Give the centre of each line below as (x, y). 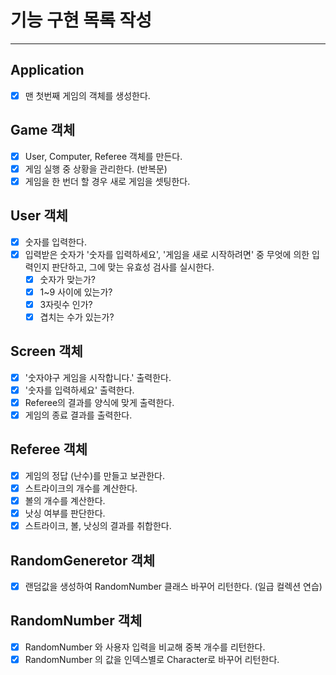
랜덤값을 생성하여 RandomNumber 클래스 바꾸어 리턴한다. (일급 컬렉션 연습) (173, 586)
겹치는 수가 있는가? (77, 317)
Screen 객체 (46, 351)
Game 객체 (43, 130)
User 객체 (39, 216)
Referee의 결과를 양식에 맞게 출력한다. (99, 402)
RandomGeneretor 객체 (83, 560)
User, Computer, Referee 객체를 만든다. (103, 156)
